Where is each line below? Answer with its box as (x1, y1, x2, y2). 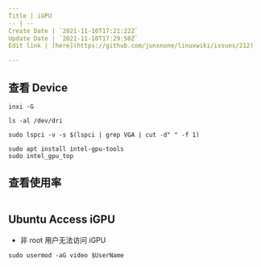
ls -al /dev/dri (8, 116, 63, 125)
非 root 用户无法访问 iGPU (19, 235, 106, 244)
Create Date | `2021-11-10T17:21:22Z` (8, 27, 139, 35)
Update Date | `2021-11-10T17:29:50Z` (8, 34, 139, 43)
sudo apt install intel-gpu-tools (8, 144, 125, 153)
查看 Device (8, 81, 68, 94)
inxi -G (8, 102, 35, 111)
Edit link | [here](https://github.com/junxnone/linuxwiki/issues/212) (8, 42, 254, 50)
